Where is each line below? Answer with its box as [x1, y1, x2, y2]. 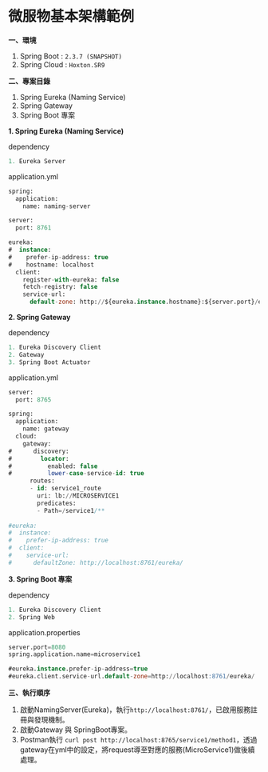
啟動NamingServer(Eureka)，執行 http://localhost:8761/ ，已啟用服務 [19, 705, 251, 714]
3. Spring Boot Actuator [8, 358, 91, 366]
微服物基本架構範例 [8, 7, 135, 26]
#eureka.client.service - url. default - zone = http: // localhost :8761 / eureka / [8, 673, 255, 681]
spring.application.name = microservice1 [8, 650, 141, 658]
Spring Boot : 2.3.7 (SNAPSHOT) [19, 51, 122, 61]
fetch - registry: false [22, 283, 98, 291]
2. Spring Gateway [8, 313, 71, 322]
